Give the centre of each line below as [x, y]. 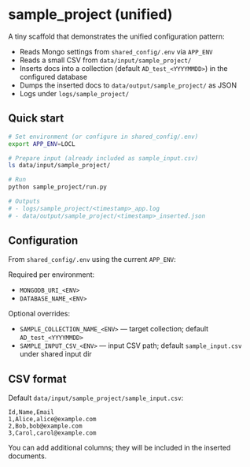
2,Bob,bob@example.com [45, 426]
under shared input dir [55, 354]
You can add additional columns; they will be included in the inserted [119, 448]
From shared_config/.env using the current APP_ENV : [92, 260]
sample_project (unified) [90, 15]
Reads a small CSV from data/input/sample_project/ [105, 60]
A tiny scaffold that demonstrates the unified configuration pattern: [116, 36]
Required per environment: [51, 275]
